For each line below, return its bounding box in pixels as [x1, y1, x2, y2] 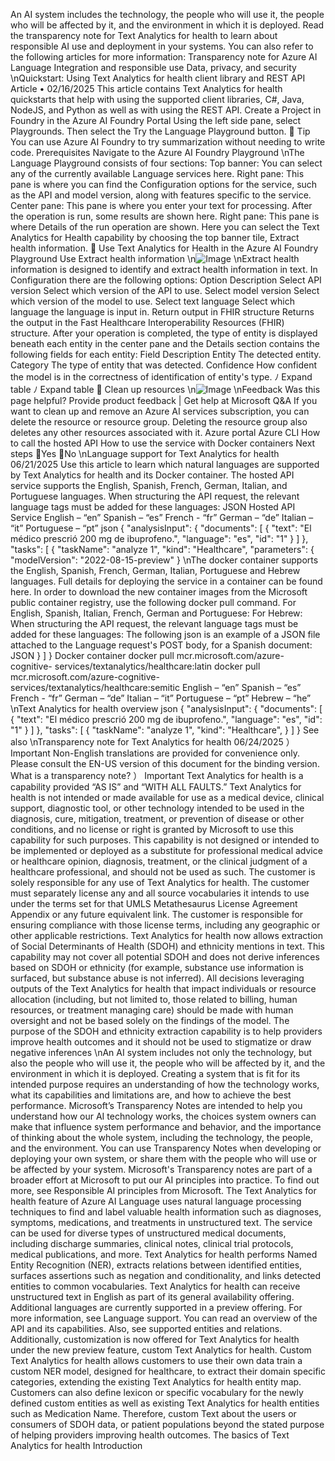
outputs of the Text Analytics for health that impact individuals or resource [10, 983, 317, 994]
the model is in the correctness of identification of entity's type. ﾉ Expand [10, 371, 313, 383]
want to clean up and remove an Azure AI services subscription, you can [10, 405, 310, 417]
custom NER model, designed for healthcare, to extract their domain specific [10, 1365, 327, 1377]
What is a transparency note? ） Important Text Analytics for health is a [10, 770, 304, 781]
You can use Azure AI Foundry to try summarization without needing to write [10, 136, 326, 148]
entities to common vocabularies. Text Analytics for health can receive [10, 1280, 301, 1292]
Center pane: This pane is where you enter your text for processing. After [10, 200, 313, 211]
